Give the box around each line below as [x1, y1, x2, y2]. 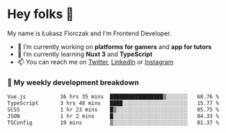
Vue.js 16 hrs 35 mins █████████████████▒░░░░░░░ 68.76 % [7, 94, 219, 100]
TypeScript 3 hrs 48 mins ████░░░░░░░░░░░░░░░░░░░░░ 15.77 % [7, 100, 219, 107]
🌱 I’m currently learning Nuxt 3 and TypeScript [17, 50, 153, 58]
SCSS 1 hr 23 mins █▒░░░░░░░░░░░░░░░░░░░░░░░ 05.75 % [7, 106, 219, 113]
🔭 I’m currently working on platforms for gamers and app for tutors [17, 42, 212, 51]
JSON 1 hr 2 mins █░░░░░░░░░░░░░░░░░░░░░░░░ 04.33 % [7, 112, 219, 120]
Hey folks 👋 [7, 6, 74, 22]
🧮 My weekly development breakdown [7, 78, 139, 87]
